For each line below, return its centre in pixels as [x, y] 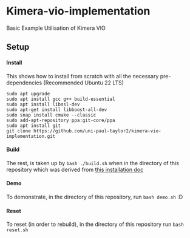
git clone [19, 131]
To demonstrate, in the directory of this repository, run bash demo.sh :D [95, 197]
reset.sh [17, 230]
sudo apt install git [34, 126]
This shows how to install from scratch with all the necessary [83, 76]
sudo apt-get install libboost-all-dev [57, 110]
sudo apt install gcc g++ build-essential [61, 99]
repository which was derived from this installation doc [75, 169]
